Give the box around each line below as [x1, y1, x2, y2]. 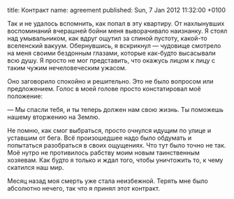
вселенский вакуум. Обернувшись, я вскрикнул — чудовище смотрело [7, 42, 221, 49]
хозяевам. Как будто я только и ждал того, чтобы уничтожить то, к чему [7, 156, 224, 164]
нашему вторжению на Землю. [7, 113, 100, 121]
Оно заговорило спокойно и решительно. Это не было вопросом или [7, 77, 214, 86]
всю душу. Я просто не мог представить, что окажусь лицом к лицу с [7, 56, 215, 65]
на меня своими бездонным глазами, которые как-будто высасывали [7, 49, 217, 57]
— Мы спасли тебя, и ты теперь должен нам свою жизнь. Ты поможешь [7, 106, 224, 113]
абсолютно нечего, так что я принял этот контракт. [7, 184, 161, 192]
